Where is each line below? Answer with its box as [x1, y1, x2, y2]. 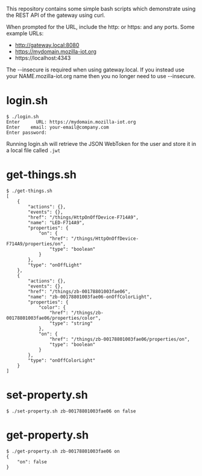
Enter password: [6, 130, 47, 136]
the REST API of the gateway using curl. [6, 12, 106, 19]
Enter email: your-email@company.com [6, 124, 110, 130]
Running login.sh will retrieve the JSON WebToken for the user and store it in [6, 140, 197, 147]
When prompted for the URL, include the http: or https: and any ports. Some [6, 24, 195, 30]
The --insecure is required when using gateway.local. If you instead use [6, 66, 185, 73]
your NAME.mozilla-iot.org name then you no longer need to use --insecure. [6, 73, 196, 79]
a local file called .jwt [6, 147, 61, 154]
